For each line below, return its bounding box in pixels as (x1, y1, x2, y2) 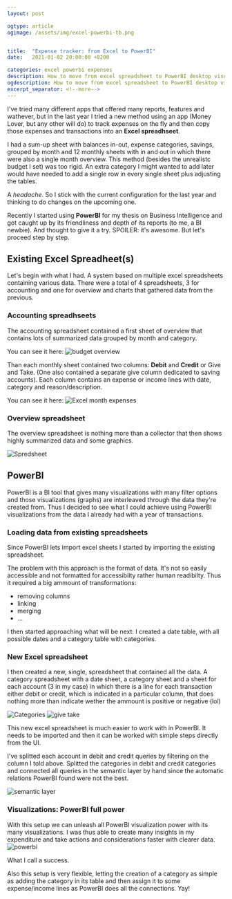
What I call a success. (7, 855, 70, 864)
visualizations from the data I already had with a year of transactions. (7, 510, 204, 519)
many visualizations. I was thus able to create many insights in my (7, 828, 195, 836)
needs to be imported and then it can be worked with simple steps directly (7, 731, 219, 740)
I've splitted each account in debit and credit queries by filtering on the (7, 752, 209, 761)
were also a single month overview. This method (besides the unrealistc (7, 155, 211, 163)
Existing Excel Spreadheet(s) (7, 253, 135, 265)
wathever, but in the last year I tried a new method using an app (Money (7, 112, 212, 120)
